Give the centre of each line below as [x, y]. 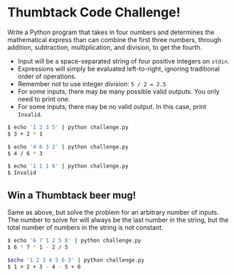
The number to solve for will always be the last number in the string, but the [118, 220]
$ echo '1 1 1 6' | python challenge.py [68, 166]
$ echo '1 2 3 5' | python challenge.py [68, 127]
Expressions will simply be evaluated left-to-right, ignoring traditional [119, 68]
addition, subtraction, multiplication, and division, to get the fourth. [105, 47]
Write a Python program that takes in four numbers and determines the [111, 32]
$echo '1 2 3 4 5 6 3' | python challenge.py [76, 260]
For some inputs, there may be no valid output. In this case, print [112, 106]
